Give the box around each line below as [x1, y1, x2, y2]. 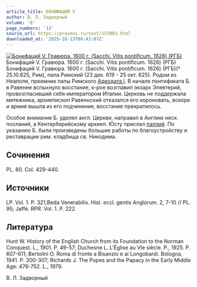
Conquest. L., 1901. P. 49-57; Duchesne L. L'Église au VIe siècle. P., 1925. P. [6, 244, 190, 251]
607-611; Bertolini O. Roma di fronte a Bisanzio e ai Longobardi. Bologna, [6, 250, 183, 257]
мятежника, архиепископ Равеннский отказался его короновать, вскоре [6, 96, 190, 104]
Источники [6, 183, 49, 193]
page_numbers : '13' [6, 25, 54, 31]
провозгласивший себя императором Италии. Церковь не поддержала [6, 90, 186, 97]
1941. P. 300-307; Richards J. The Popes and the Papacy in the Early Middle [6, 257, 191, 264]
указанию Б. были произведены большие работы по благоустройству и [6, 127, 188, 134]
